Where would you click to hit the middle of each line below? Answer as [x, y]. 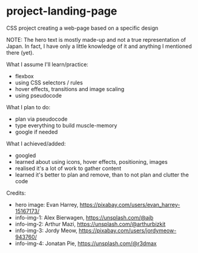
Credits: [16, 193]
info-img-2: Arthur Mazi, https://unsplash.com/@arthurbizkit [90, 224]
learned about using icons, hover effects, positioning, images [91, 161]
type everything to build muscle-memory [66, 125]
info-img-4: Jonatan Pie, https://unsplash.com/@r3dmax [86, 243]
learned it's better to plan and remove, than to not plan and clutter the [102, 175]
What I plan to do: [28, 107]
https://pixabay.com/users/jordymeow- [127, 230]
